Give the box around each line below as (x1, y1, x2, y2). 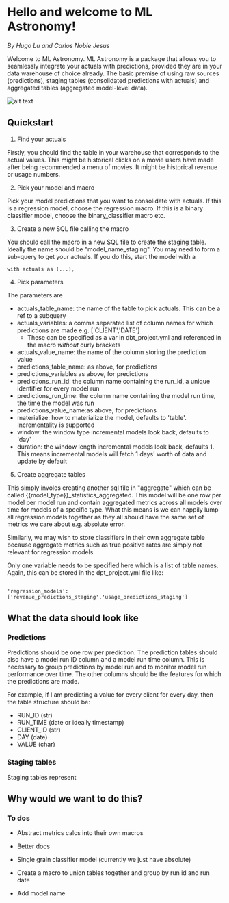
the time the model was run (16, 399, 94, 407)
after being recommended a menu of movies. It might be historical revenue (7, 162, 218, 171)
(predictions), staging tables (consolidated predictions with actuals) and (7, 76, 210, 84)
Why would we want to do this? (7, 793, 143, 805)
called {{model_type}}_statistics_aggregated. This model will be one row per (7, 491, 222, 499)
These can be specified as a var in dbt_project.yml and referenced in (27, 333, 221, 341)
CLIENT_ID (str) (16, 726, 62, 734)
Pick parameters (16, 277, 64, 286)
